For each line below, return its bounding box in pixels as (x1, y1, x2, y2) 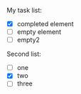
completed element (16, 20, 74, 28)
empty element (16, 28, 62, 36)
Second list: (6, 49, 42, 59)
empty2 (16, 35, 40, 45)
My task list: (6, 6, 42, 14)
